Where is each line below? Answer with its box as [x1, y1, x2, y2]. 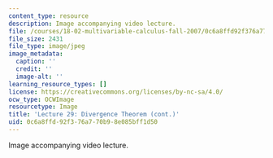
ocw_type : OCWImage [8, 95, 75, 103]
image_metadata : [8, 50, 63, 58]
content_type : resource [8, 11, 89, 20]
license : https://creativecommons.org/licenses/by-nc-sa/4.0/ [8, 87, 223, 96]
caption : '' [15, 58, 57, 66]
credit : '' [15, 65, 53, 73]
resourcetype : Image [8, 103, 79, 111]
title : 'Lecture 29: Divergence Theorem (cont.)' [8, 111, 180, 119]
